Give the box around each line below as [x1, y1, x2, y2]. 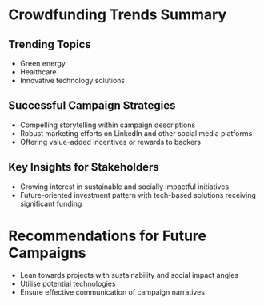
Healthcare [19, 67, 58, 77]
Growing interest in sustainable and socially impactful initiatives [19, 182, 230, 191]
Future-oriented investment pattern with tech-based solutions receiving [19, 190, 256, 199]
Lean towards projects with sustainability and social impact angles [19, 270, 238, 279]
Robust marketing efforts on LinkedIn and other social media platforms [19, 128, 253, 138]
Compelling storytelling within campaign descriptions [19, 120, 196, 130]
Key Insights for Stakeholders [8, 160, 160, 174]
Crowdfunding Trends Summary [8, 6, 227, 24]
